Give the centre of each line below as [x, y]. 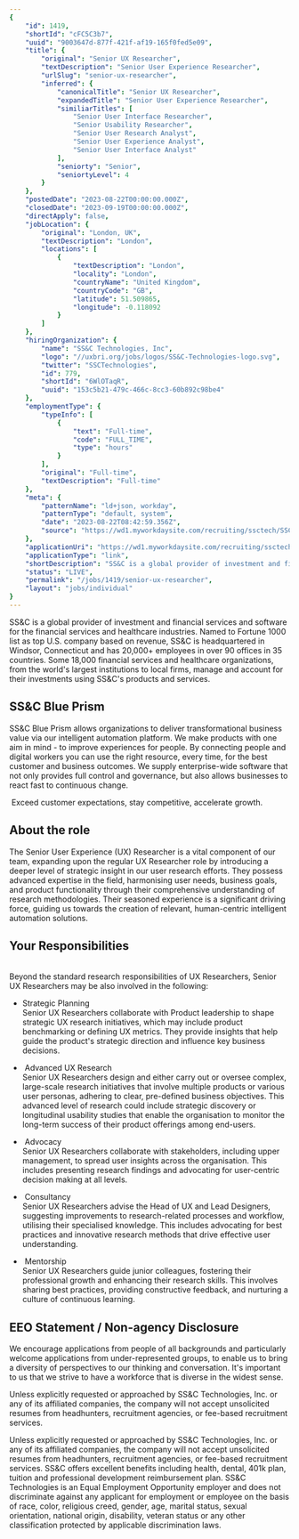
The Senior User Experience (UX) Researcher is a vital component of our [142, 852]
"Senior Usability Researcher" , [133, 126]
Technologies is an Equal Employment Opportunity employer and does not [145, 1487]
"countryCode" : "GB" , [113, 290]
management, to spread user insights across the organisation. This [145, 1161]
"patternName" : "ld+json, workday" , [109, 506]
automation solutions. [49, 918]
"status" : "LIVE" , [59, 572]
